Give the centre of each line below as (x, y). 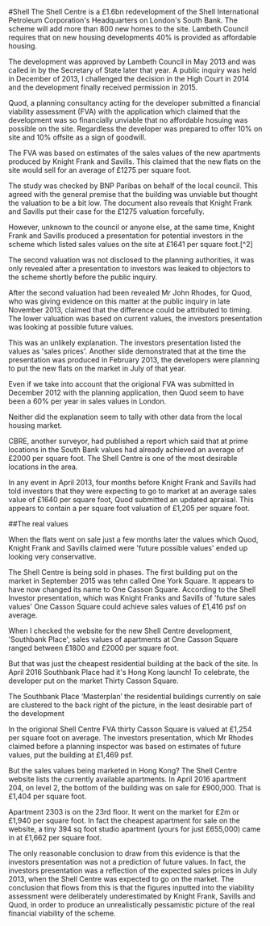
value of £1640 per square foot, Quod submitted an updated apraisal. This (131, 499)
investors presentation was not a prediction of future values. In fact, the (127, 862)
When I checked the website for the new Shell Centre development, (120, 631)
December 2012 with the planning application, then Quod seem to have (126, 392)
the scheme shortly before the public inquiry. (83, 277)
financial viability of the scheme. (62, 913)
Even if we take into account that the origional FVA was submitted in (121, 384)
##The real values (38, 524)
